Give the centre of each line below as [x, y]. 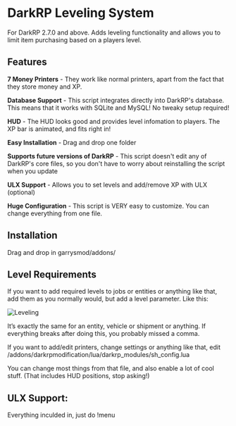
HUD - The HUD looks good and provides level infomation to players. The [114, 121]
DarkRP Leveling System [81, 13]
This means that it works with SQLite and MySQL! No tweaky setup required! [118, 108]
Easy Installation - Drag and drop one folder [72, 142]
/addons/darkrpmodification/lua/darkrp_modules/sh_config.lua [99, 355]
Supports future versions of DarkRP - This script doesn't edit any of [107, 156]
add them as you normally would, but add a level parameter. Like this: [108, 299]
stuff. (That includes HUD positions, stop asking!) [79, 376]
